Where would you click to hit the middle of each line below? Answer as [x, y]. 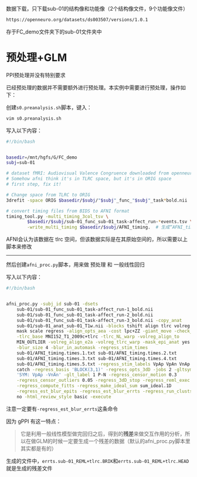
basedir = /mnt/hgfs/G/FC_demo [42, 157]
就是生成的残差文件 [29, 468]
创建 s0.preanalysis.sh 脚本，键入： [49, 107]
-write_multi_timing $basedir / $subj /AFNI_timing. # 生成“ [100, 227]
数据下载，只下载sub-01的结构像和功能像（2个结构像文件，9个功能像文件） [97, 9]
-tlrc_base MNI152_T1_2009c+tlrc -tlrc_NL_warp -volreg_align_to [98, 337]
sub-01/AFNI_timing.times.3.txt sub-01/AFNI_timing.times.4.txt [97, 358]
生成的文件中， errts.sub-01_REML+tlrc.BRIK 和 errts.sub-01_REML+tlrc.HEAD [98, 461]
